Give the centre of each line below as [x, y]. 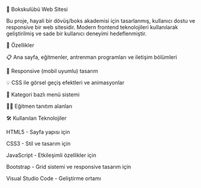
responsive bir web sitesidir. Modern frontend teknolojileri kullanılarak [92, 27]
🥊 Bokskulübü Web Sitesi [37, 9]
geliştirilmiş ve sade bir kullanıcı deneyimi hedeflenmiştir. [76, 34]
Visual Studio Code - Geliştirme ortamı [54, 178]
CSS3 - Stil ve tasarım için [38, 143]
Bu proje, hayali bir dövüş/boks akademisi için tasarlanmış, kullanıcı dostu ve [101, 21]
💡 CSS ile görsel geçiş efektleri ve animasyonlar [65, 83]
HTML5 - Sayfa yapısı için [38, 132]
